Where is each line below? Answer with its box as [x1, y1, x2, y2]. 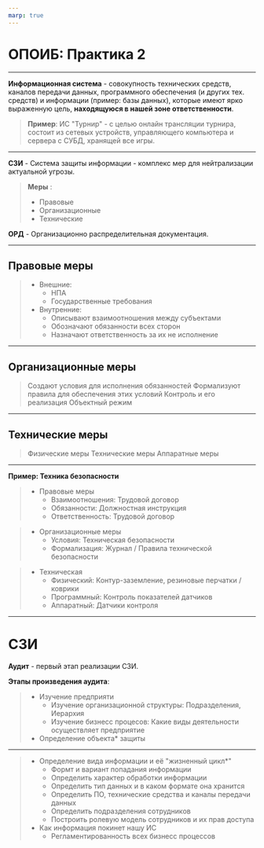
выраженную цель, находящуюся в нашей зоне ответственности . [8, 104, 234, 113]
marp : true [8, 11, 44, 20]
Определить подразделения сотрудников [50, 806, 191, 816]
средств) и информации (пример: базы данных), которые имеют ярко [8, 95, 244, 105]
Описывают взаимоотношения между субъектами [50, 314, 222, 323]
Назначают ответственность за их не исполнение [50, 330, 218, 340]
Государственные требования [50, 296, 152, 307]
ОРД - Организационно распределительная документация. [8, 229, 209, 238]
